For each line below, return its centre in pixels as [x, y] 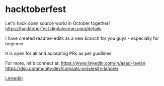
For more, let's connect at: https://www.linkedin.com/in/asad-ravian [75, 63]
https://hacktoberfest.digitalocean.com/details [53, 28]
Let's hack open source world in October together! [58, 23]
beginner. [15, 43]
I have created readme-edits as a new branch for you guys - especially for [82, 38]
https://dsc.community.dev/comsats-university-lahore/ [62, 68]
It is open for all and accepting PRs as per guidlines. [59, 53]
